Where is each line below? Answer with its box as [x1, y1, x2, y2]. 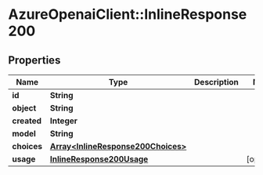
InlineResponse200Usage [49, 154, 149, 164]
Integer [49, 115, 78, 126]
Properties [8, 53, 61, 67]
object [12, 103, 37, 113]
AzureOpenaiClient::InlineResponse [8, 5, 247, 24]
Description [194, 77, 239, 87]
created [12, 115, 41, 126]
